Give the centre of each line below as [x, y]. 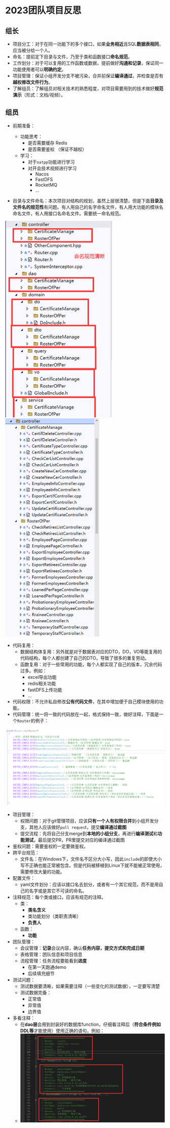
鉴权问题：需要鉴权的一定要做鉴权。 [50, 846]
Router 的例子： [33, 721]
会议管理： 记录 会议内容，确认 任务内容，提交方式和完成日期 [82, 948]
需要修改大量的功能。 [42, 872]
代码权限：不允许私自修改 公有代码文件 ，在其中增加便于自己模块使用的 [86, 702]
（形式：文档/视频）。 [44, 95]
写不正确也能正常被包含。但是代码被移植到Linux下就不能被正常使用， [92, 865]
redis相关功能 [42, 684]
